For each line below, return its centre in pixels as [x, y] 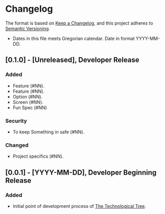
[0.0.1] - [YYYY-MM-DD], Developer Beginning [81, 172]
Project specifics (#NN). [38, 156]
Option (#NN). [27, 97]
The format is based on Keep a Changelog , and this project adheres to [79, 23]
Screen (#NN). [28, 102]
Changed [17, 145]
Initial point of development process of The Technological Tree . [79, 206]
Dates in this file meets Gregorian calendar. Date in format [74, 38]
